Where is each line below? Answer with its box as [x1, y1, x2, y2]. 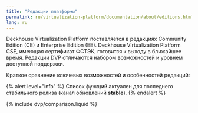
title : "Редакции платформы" [6, 8, 78, 15]
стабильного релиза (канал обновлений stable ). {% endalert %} [6, 89, 166, 97]
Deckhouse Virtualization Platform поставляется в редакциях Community [6, 36, 187, 43]
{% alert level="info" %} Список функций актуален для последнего [6, 83, 174, 90]
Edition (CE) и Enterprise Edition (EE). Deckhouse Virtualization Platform [6, 42, 181, 49]
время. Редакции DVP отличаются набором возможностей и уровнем [6, 54, 183, 61]
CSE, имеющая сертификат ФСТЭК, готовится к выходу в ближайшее [6, 48, 181, 55]
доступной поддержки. [6, 60, 65, 67]
